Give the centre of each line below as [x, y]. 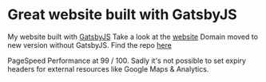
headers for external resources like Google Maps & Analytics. [108, 68]
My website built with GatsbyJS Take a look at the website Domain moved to [133, 37]
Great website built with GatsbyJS [122, 15]
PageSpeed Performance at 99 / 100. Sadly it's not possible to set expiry [127, 61]
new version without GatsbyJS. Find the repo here [90, 45]
